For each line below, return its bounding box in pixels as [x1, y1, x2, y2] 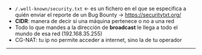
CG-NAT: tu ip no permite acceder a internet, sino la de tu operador [14, 37, 182, 43]
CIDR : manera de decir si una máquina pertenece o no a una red [14, 18, 174, 24]
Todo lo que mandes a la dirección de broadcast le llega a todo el [14, 24, 179, 31]
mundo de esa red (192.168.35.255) [14, 30, 103, 37]
